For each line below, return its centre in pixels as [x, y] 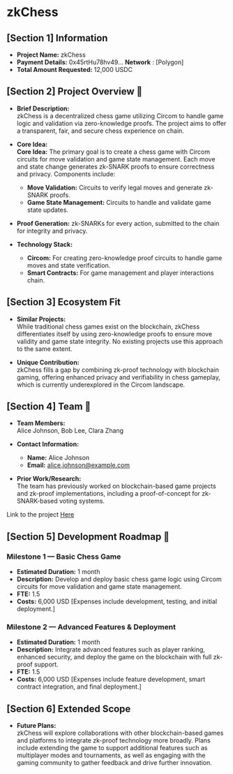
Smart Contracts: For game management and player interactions [120, 273]
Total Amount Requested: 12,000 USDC [75, 70]
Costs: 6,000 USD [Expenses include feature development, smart [111, 680]
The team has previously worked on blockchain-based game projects [116, 486]
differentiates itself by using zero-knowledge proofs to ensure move [114, 334]
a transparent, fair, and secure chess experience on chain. [100, 131]
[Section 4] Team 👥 [49, 407]
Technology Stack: [45, 244]
